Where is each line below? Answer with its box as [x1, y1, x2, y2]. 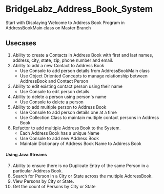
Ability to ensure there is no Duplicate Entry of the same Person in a [12, 163, 149, 169]
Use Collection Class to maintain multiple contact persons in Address [20, 114, 159, 121]
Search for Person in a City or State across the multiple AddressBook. [12, 173, 153, 179]
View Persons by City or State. [12, 178, 74, 184]
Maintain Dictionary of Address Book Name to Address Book [20, 141, 142, 146]
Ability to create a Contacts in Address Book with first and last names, [12, 52, 153, 58]
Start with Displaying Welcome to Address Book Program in [5, 20, 125, 25]
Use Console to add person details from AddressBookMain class [20, 68, 150, 73]
